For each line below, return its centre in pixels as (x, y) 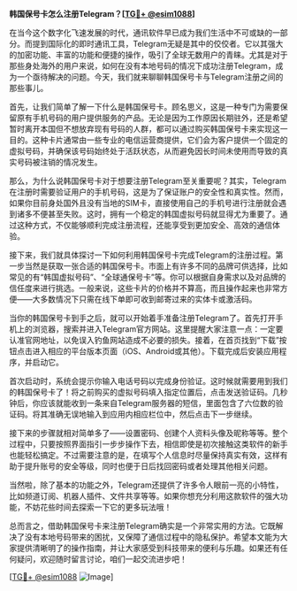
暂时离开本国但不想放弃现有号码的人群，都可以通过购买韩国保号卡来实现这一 (148, 129)
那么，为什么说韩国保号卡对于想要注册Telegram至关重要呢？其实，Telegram (148, 181)
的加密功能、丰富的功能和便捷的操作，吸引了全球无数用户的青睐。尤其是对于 (148, 55)
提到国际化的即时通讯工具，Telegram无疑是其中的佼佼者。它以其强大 (158, 44)
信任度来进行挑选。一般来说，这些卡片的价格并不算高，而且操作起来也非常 (145, 288)
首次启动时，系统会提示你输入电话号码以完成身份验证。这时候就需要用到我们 (148, 381)
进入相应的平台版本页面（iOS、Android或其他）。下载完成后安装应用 (156, 351)
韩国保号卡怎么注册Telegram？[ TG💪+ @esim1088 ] (103, 14)
